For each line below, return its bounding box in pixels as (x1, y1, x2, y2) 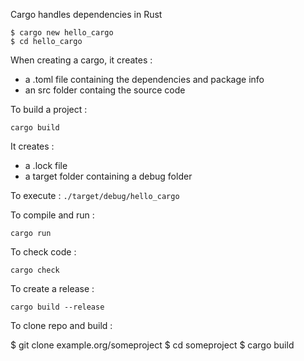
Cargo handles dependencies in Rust (10, 9, 163, 20)
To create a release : (10, 283, 95, 294)
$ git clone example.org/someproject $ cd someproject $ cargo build (10, 339, 295, 351)
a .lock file (24, 160, 68, 171)
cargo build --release (10, 302, 105, 312)
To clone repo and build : (10, 320, 113, 331)
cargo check (10, 265, 60, 275)
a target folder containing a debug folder (24, 170, 193, 182)
